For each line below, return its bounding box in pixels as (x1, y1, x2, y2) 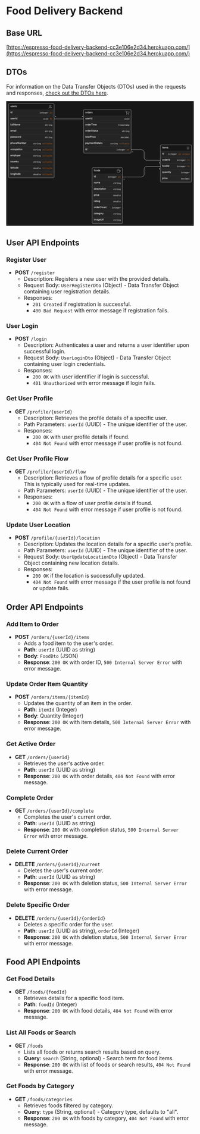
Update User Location (6, 521, 71, 529)
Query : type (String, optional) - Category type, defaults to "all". (23, 1108, 179, 1115)
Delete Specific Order (6, 901, 70, 909)
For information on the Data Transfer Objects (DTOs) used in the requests (6, 83, 186, 90)
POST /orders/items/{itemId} (14, 693, 90, 700)
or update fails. (32, 585, 70, 592)
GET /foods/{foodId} (14, 988, 67, 995)
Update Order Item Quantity (6, 679, 88, 688)
